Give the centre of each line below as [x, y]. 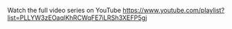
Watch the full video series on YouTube [64, 10]
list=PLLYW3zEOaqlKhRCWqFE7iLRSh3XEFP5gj [77, 18]
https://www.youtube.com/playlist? [174, 10]
